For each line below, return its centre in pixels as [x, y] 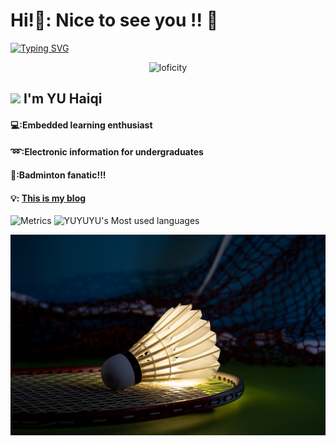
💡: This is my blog [48, 198]
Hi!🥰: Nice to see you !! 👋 [114, 20]
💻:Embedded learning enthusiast [81, 125]
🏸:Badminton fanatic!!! [58, 175]
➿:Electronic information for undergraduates [107, 151]
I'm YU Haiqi [63, 99]
